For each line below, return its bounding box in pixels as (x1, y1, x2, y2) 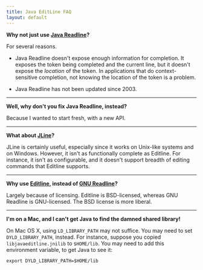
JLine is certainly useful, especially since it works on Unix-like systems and (6, 143, 194, 151)
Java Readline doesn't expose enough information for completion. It (14, 54, 184, 61)
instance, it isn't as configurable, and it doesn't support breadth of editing (6, 156, 190, 163)
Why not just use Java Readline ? (6, 31, 90, 38)
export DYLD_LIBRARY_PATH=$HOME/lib (6, 257, 98, 264)
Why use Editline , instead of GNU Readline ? (6, 180, 118, 187)
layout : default (6, 14, 47, 20)
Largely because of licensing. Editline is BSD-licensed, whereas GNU (6, 191, 178, 199)
